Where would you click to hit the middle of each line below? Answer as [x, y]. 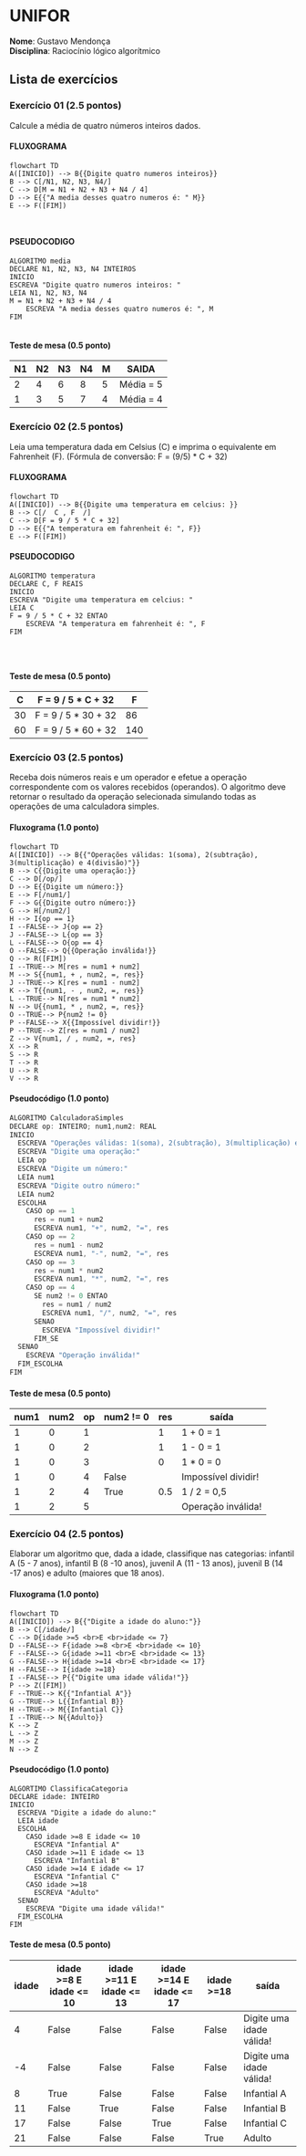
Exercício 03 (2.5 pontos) [67, 758]
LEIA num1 [36, 1177]
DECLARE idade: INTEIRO [55, 1796]
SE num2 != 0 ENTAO [70, 1296]
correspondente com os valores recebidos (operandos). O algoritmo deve [148, 787]
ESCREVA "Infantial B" [76, 1860]
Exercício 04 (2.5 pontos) [67, 1534]
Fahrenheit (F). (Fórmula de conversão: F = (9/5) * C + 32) [118, 456]
